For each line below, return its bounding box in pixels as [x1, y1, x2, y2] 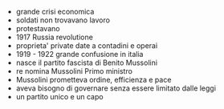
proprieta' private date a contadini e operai [15, 41, 158, 50]
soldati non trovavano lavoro [15, 15, 111, 25]
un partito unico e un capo [15, 92, 104, 101]
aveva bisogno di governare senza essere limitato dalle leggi [15, 83, 217, 93]
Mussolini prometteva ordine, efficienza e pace [15, 75, 172, 84]
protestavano [15, 24, 60, 33]
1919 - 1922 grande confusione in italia [15, 50, 144, 59]
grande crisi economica [15, 7, 95, 16]
